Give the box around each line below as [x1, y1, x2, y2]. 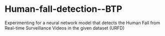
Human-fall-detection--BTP [4, 3, 122, 15]
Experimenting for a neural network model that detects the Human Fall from [4, 20, 160, 26]
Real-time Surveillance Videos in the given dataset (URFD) [4, 25, 125, 31]
